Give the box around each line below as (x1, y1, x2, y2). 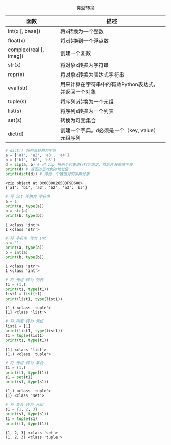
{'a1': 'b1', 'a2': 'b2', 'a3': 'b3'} (5, 185, 88, 190)
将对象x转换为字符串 (60, 62, 109, 68)
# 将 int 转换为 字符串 (5, 194, 50, 200)
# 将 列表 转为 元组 (5, 319, 44, 324)
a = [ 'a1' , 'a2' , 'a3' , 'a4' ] (5, 152, 70, 158)
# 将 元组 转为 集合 (5, 360, 44, 365)
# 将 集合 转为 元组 (5, 402, 44, 407)
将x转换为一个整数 (60, 28, 104, 35)
